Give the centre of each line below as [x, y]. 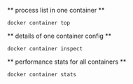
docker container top [39, 23]
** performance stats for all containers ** [67, 62]
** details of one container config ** [59, 36]
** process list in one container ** [56, 10]
